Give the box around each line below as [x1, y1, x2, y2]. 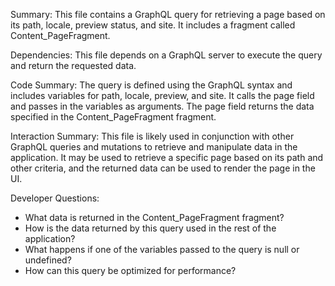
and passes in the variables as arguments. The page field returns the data [10, 100, 315, 112]
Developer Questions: [10, 192, 100, 204]
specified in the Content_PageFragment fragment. [10, 111, 217, 123]
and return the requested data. [10, 60, 137, 71]
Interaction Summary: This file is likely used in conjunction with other [10, 130, 295, 142]
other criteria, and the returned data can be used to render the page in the [10, 162, 316, 174]
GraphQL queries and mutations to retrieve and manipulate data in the [10, 141, 298, 153]
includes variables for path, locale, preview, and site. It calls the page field [10, 90, 315, 101]
